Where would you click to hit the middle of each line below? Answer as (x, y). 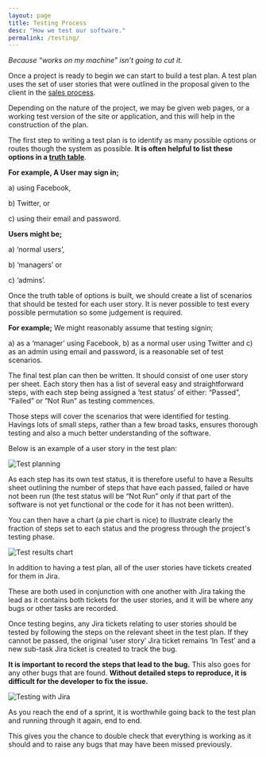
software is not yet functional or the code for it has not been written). (121, 504)
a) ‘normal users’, (37, 249)
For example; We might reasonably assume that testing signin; (111, 328)
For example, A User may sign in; (64, 172)
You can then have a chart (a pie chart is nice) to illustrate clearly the (121, 520)
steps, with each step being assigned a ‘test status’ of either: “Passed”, (124, 392)
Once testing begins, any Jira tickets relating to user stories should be (123, 624)
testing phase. (32, 537)
